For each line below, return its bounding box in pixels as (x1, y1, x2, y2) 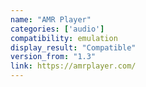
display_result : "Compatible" (10, 42, 137, 53)
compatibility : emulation (10, 33, 118, 43)
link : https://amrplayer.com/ (10, 61, 137, 71)
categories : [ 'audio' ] (10, 24, 105, 34)
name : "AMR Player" (10, 14, 92, 25)
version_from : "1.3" (10, 52, 97, 62)
